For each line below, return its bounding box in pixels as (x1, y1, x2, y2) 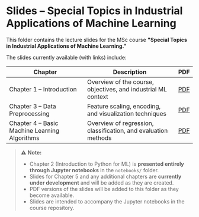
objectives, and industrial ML (86, 85, 168, 93)
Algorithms (9, 134, 40, 142)
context (86, 93, 108, 101)
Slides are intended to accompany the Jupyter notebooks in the (29, 198, 185, 205)
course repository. (29, 204, 75, 211)
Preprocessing (9, 109, 50, 117)
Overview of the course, (86, 78, 154, 86)
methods (86, 134, 112, 142)
